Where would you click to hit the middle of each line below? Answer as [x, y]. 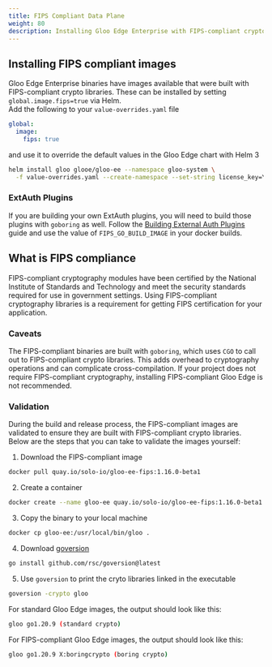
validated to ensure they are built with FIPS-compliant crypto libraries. [125, 433]
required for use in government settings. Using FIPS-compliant [113, 295]
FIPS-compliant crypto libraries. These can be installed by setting [117, 92]
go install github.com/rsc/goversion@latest [85, 563]
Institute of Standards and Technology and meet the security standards [127, 286]
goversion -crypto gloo [49, 593]
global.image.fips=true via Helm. [65, 101]
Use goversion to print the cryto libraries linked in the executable [128, 579]
